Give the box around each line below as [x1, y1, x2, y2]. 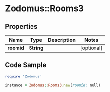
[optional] [80, 45, 103, 51]
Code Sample [5, 61, 47, 69]
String [29, 45, 44, 51]
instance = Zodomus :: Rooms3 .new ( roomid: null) [5, 83, 101, 88]
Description [48, 37, 76, 43]
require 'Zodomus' [5, 74, 42, 79]
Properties [5, 22, 38, 31]
